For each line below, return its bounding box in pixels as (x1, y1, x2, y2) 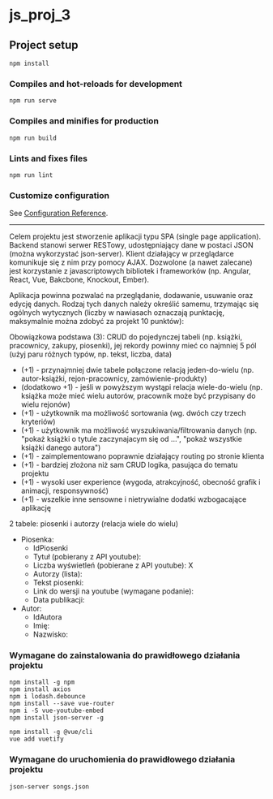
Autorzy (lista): (32, 569, 83, 579)
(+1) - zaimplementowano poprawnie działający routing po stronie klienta (20, 451, 265, 461)
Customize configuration (9, 189, 110, 201)
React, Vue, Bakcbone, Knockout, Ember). (9, 274, 149, 285)
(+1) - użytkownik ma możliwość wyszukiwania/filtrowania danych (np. (20, 425, 258, 435)
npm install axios (9, 685, 71, 693)
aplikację (20, 503, 52, 513)
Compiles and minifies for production (9, 115, 159, 127)
